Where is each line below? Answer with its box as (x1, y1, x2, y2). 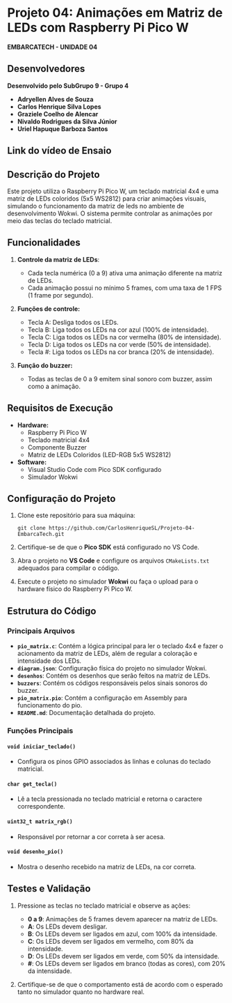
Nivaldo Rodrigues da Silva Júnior (17, 117, 117, 125)
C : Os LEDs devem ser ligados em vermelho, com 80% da (27, 937, 194, 945)
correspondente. (17, 802, 66, 811)
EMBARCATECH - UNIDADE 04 (7, 43, 98, 51)
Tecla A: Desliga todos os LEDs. (27, 318, 119, 326)
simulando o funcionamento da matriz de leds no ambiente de (7, 201, 185, 210)
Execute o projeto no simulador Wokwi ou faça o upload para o (17, 577, 199, 586)
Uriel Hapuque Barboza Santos (17, 124, 108, 133)
